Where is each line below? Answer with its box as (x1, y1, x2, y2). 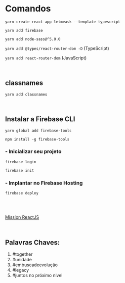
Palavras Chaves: (5, 238, 60, 246)
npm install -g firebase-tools (5, 137, 70, 141)
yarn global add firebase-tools (5, 128, 72, 133)
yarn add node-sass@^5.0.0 (5, 37, 61, 42)
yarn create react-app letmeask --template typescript (5, 19, 121, 24)
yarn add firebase (5, 28, 43, 33)
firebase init (5, 168, 35, 173)
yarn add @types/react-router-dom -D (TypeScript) (5, 45, 110, 51)
